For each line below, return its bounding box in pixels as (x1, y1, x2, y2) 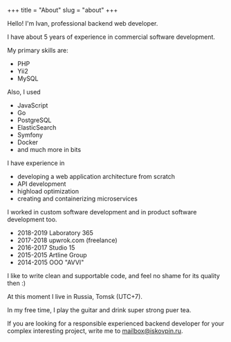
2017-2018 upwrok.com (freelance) (17, 236, 118, 244)
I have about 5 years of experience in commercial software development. (7, 33, 216, 41)
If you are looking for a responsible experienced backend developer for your (7, 319, 225, 327)
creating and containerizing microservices (17, 194, 138, 203)
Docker (17, 138, 39, 146)
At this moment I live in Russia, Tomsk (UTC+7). (7, 293, 143, 300)
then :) (7, 279, 26, 287)
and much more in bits (17, 146, 82, 153)
